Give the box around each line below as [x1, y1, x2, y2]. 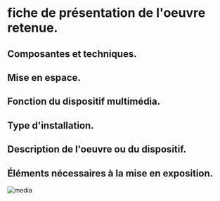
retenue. [7, 20, 58, 36]
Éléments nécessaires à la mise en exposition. [7, 167, 213, 179]
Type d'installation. [7, 119, 94, 131]
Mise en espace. [7, 72, 81, 84]
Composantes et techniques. [7, 48, 137, 60]
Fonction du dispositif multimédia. [7, 96, 161, 108]
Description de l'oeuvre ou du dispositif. [7, 143, 187, 155]
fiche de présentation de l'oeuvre [7, 5, 206, 21]
